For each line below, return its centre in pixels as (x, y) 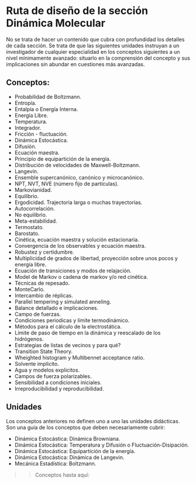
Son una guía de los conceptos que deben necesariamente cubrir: (86, 427)
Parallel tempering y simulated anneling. (63, 302)
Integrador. (28, 127)
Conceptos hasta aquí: (62, 475)
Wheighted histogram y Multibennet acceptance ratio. (80, 357)
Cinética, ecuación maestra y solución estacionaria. (77, 239)
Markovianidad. (33, 190)
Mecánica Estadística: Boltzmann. (55, 464)
